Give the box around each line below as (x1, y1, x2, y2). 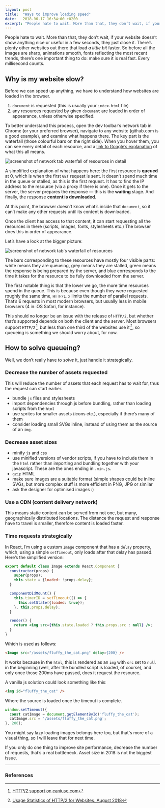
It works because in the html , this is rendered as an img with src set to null (5, 659, 156, 665)
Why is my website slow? (5, 75, 84, 83)
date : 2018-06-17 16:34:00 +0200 (5, 16, 78, 21)
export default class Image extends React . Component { (5, 564, 120, 569)
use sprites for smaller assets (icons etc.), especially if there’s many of (12, 410, 155, 416)
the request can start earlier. (5, 385, 63, 391)
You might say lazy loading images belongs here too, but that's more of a (5, 730, 153, 736)
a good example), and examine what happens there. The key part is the (5, 133, 149, 139)
